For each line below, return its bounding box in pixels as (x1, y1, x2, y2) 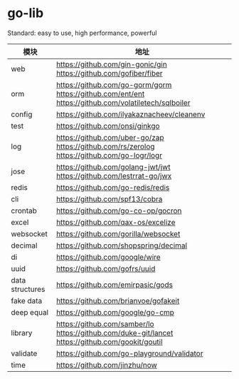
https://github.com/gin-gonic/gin (55, 59, 167, 69)
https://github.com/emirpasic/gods (55, 280, 173, 290)
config (11, 109, 33, 119)
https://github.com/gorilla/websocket (55, 228, 181, 238)
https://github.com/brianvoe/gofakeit (55, 295, 180, 305)
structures (11, 284, 46, 294)
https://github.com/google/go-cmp (55, 307, 174, 317)
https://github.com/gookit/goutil (55, 337, 163, 347)
